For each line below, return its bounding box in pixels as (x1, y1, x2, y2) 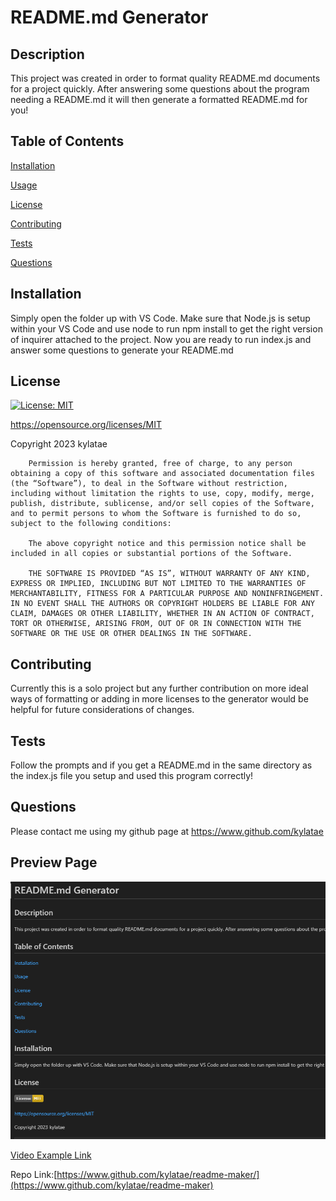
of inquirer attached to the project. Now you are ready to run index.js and (10, 333, 312, 345)
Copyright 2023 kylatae (10, 438, 108, 450)
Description (10, 46, 85, 63)
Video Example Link (10, 1149, 92, 1161)
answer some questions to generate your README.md (10, 344, 234, 356)
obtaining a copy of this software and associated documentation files (10, 469, 315, 479)
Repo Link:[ (10, 1168, 58, 1180)
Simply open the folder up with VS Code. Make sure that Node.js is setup (10, 312, 311, 324)
